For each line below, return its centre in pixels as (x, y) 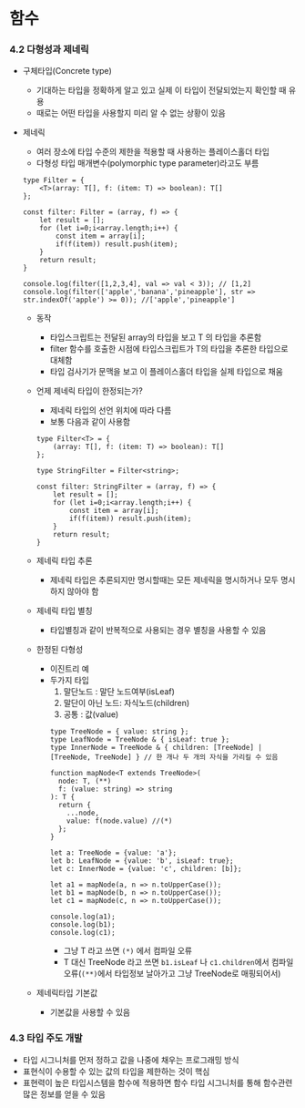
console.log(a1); (82, 917)
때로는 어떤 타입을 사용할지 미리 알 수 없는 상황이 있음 (131, 113)
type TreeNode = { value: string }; (119, 732)
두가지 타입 (69, 681)
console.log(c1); (82, 933)
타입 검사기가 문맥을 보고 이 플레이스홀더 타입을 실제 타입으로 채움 (167, 372)
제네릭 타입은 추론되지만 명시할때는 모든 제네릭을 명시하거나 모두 (164, 580)
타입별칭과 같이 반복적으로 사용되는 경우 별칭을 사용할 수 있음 (158, 631)
